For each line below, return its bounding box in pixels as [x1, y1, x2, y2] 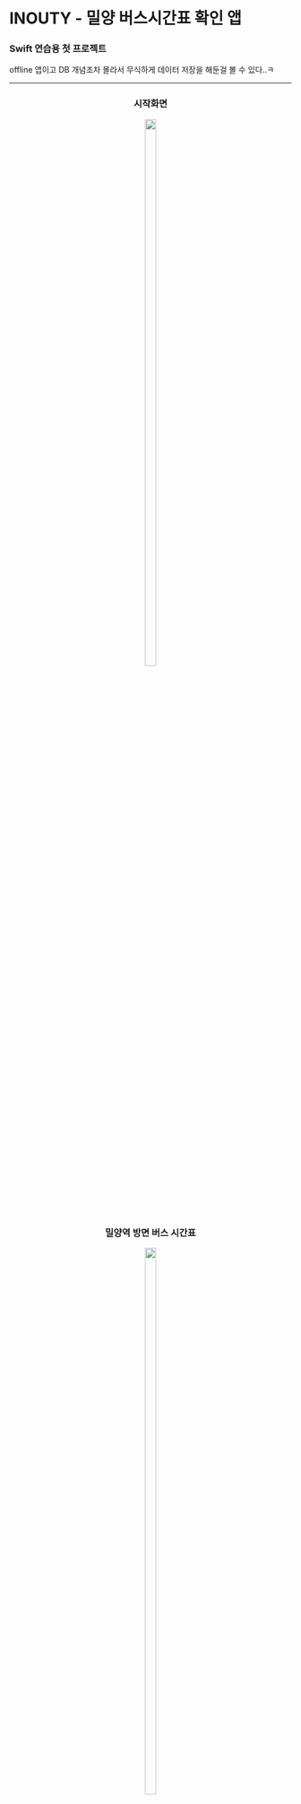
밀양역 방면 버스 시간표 [104, 1226, 197, 1239]
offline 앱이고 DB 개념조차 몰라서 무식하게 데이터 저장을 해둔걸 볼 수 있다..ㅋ [9, 65, 275, 75]
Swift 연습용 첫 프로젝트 [9, 42, 107, 55]
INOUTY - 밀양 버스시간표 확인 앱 [9, 8, 242, 29]
